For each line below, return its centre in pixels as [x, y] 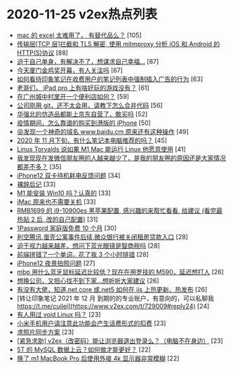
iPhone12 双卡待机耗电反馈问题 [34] [68, 175]
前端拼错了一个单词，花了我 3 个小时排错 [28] [82, 254]
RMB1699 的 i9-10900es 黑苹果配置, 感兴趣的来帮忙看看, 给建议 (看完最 [120, 210]
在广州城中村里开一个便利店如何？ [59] [73, 96]
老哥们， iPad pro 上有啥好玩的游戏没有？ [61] [83, 88]
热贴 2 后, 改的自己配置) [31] [57, 219]
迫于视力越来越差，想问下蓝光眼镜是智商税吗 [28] [88, 246]
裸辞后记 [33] [36, 184]
